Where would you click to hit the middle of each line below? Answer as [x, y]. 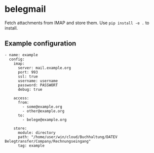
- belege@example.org [45, 119]
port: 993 [28, 72]
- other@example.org [43, 111]
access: [21, 98]
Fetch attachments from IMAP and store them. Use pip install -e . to [77, 23]
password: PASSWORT [38, 85]
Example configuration [40, 44]
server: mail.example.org [44, 68]
